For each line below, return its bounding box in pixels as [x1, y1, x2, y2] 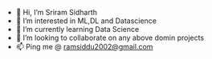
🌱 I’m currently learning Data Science [15, 25, 140, 33]
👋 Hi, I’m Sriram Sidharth [15, 8, 98, 17]
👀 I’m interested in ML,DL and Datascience [15, 16, 157, 26]
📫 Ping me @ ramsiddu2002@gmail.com [15, 42, 153, 51]
